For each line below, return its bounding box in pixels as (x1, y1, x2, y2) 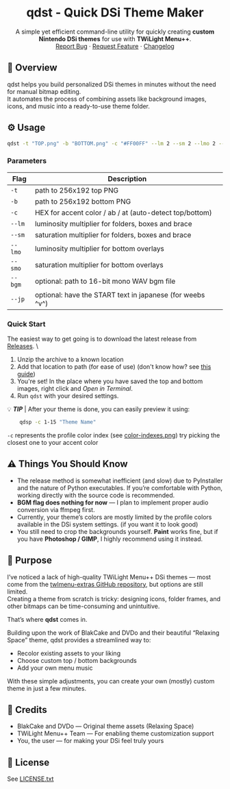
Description (107, 173, 147, 183)
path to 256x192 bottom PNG (34, 197, 131, 206)
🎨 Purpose (7, 555, 53, 566)
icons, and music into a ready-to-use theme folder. (7, 101, 151, 110)
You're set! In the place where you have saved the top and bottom (16, 377, 203, 385)
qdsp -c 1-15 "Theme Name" (19, 419, 97, 426)
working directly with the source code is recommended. (16, 491, 175, 499)
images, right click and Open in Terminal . (16, 385, 133, 393)
